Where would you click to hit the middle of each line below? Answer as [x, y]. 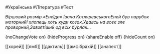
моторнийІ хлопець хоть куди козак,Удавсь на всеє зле [65, 22]
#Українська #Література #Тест [39, 7]
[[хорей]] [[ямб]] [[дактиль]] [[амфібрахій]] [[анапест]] [63, 46]
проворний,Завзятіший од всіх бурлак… [48, 27]
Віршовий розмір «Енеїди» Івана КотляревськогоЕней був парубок [77, 17]
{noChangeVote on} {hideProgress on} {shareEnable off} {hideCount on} [80, 37]
